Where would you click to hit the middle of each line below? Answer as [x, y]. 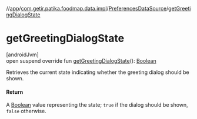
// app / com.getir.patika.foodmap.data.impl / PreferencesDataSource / [87, 8]
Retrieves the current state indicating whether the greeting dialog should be [98, 72]
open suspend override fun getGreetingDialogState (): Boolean [81, 60]
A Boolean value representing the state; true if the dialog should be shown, [97, 105]
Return [15, 92]
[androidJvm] [23, 55]
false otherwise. [26, 111]
